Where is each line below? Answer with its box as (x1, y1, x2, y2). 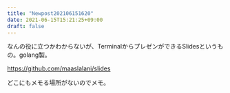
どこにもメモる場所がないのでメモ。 (7, 79, 110, 87)
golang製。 (19, 51, 52, 59)
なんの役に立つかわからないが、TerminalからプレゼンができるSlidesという (7, 42, 218, 51)
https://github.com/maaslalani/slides (7, 64, 111, 72)
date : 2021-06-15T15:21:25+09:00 (7, 16, 103, 23)
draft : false (7, 23, 45, 29)
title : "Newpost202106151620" (7, 10, 94, 17)
